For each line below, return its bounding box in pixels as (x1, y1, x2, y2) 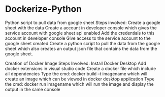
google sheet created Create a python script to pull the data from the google (5, 40, 160, 46)
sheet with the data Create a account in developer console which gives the (5, 24, 157, 30)
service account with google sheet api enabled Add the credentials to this (5, 30, 155, 36)
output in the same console (5, 86, 61, 92)
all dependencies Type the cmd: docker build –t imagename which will (5, 71, 148, 76)
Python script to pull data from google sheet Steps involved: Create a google (5, 20, 161, 25)
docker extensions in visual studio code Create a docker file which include (5, 65, 156, 72)
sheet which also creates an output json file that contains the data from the (5, 46, 158, 51)
